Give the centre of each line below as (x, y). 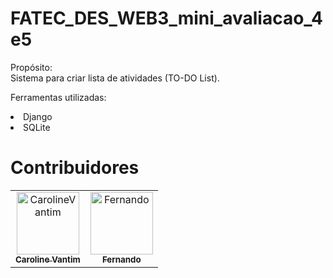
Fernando (121, 259)
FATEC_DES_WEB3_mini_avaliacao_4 (167, 18)
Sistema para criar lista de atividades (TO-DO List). (115, 78)
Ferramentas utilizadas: (58, 97)
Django (38, 116)
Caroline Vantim (48, 259)
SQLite (37, 127)
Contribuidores (75, 168)
